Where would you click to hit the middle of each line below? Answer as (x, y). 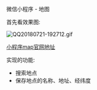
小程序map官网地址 (31, 47)
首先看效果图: (24, 22)
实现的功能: (21, 60)
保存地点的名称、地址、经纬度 (53, 81)
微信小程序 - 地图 (28, 9)
